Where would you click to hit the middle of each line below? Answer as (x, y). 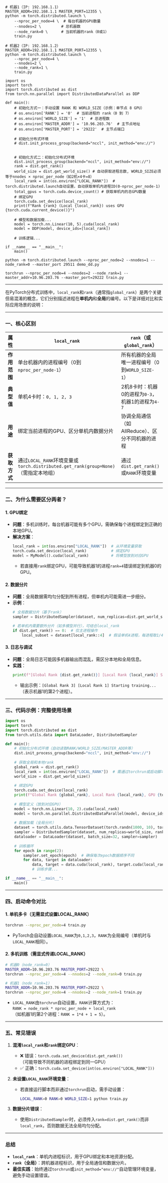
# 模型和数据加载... (33, 220)
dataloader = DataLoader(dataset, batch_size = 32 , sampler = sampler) (86, 837)
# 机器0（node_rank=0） (28, 965)
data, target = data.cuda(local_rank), (73, 865)
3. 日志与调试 (19, 647)
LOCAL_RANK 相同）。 (31, 942)
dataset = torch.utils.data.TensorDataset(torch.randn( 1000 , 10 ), (85, 828)
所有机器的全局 (138, 355)
